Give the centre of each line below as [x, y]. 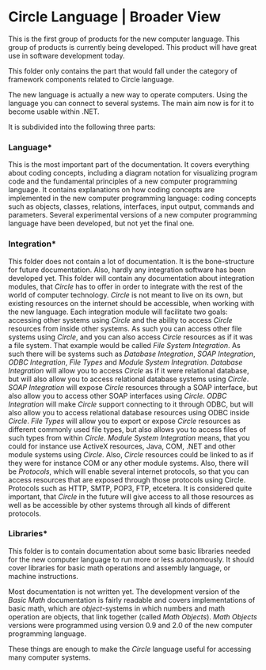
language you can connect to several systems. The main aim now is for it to [131, 103]
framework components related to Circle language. [91, 79]
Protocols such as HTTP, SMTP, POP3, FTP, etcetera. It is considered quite [130, 488]
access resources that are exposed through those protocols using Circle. [127, 479]
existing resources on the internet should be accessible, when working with [131, 303]
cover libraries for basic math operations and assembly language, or [120, 568]
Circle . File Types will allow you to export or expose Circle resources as [125, 421]
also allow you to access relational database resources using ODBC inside [129, 412]
